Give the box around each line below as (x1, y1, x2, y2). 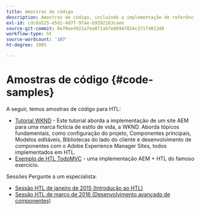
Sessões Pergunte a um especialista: (6, 172, 98, 180)
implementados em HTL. (14, 149, 76, 156)
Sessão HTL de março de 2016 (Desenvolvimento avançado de (14, 190, 170, 197)
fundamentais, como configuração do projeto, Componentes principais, (14, 129, 191, 137)
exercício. (14, 161, 39, 168)
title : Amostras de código (6, 8, 74, 15)
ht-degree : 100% (6, 42, 47, 48)
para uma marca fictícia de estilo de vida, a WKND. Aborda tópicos (14, 123, 179, 130)
